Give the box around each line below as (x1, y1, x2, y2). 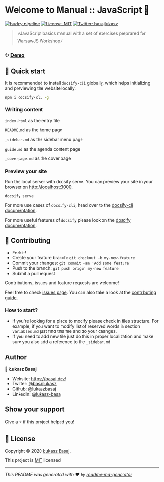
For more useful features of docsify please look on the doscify (5, 217, 131, 223)
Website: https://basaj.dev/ (12, 375, 67, 381)
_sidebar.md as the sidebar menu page (5, 136, 83, 142)
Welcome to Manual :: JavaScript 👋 (5, 4, 150, 16)
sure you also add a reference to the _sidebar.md (12, 339, 111, 345)
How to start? (5, 306, 38, 313)
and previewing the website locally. (5, 85, 76, 91)
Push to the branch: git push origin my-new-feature (12, 265, 119, 271)
